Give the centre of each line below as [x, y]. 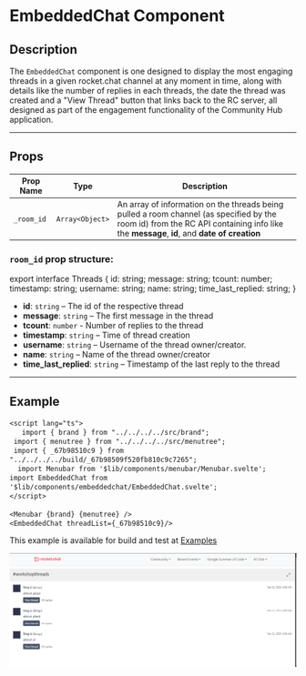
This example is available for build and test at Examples [113, 540]
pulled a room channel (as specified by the [197, 214]
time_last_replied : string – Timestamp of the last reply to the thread [151, 364]
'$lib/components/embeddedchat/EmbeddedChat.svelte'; [114, 488]
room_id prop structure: [61, 258]
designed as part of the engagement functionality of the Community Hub [146, 110]
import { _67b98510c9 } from [69, 451]
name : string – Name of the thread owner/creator [117, 355]
